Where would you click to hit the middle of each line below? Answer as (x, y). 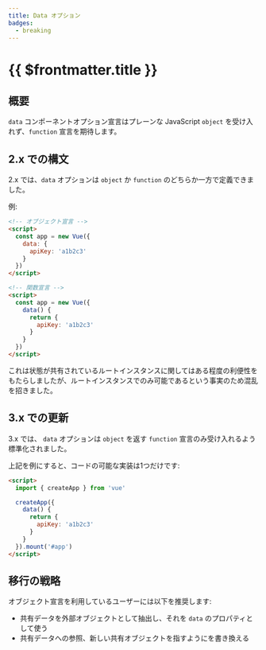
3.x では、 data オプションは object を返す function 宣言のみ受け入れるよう (132, 438)
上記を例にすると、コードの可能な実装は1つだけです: (94, 465)
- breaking (33, 30)
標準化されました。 (40, 448)
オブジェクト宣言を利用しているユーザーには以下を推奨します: (110, 601)
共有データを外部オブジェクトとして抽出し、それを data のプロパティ (133, 618)
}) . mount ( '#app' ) (44, 547)
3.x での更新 (39, 418)
